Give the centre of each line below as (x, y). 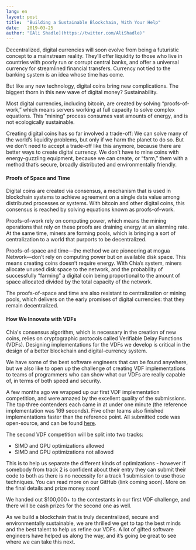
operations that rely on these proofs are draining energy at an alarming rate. (97, 227)
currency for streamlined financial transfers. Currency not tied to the (88, 68)
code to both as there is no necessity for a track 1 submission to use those (96, 475)
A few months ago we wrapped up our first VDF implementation (83, 392)
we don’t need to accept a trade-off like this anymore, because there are (94, 146)
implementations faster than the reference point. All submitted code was (93, 417)
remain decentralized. (32, 306)
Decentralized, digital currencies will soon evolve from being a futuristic (93, 50)
